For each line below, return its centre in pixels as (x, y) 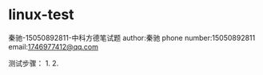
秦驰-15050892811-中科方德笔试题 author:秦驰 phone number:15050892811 (132, 37)
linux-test (41, 15)
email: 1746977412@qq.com (53, 46)
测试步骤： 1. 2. (34, 63)
